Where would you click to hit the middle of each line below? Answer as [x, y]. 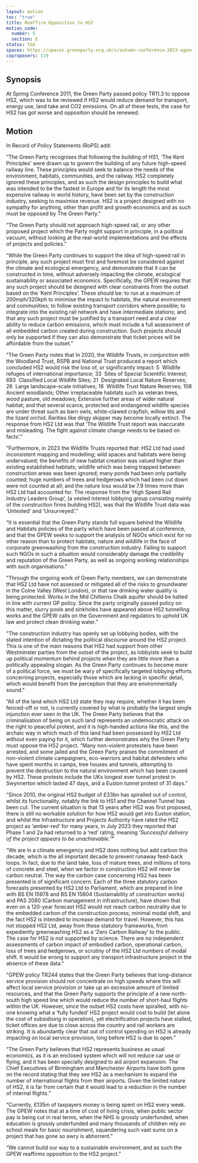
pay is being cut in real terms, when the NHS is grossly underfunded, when [97, 1117]
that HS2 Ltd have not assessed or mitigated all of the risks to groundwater [97, 584]
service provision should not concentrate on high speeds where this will [93, 981]
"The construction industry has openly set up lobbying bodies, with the [92, 633]
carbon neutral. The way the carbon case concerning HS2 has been [89, 875]
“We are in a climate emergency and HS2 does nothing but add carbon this [97, 850]
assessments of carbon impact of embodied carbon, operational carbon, [94, 945]
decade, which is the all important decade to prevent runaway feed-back [95, 856]
